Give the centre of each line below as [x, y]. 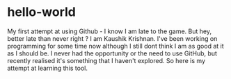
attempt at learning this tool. [48, 68]
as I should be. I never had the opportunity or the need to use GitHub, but [112, 53]
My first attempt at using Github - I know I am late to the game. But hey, [110, 31]
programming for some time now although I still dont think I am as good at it [115, 46]
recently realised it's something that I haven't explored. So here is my [106, 60]
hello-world [42, 12]
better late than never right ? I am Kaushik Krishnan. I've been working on [112, 38]
